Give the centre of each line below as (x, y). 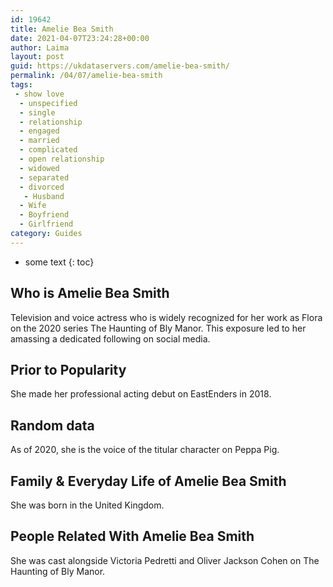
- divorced (42, 187)
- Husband (44, 196)
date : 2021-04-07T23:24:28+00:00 (80, 38)
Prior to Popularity (68, 369)
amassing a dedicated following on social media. (110, 338)
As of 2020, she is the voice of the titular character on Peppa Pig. (145, 450)
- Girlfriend (46, 224)
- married (39, 141)
